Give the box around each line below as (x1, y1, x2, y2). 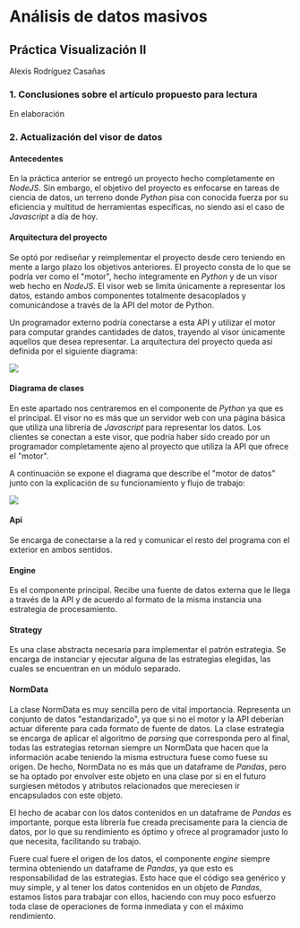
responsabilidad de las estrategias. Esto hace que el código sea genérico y (9, 872, 287, 883)
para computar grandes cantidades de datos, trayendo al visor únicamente (9, 326, 286, 337)
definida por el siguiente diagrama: (9, 346, 138, 356)
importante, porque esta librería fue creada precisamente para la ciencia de (9, 817, 288, 827)
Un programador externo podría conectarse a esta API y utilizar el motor (9, 317, 276, 328)
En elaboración (9, 109, 65, 119)
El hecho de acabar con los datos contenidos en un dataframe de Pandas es (9, 807, 292, 818)
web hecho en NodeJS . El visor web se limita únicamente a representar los (9, 280, 286, 291)
